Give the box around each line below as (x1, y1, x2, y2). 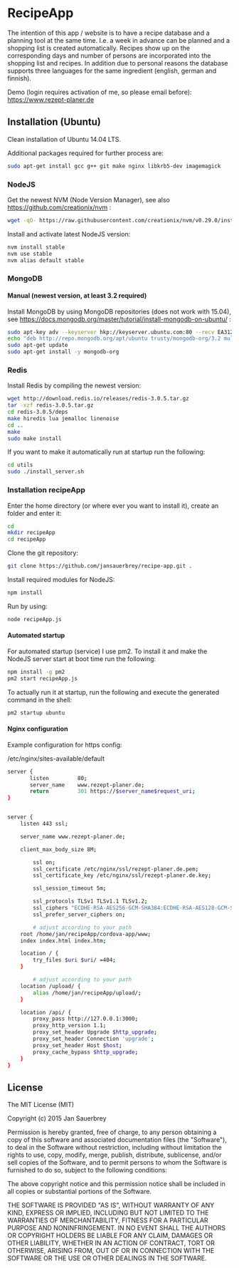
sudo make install (7, 435, 62, 442)
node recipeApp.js (7, 615, 62, 623)
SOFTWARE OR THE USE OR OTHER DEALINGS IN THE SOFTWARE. (7, 1254, 207, 1262)
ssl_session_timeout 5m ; (33, 885, 107, 892)
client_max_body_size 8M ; (20, 846, 97, 853)
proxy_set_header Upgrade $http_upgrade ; (33, 1029, 158, 1036)
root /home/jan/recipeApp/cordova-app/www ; (20, 930, 152, 937)
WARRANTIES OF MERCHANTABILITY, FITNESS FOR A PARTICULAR (7, 1216, 208, 1225)
